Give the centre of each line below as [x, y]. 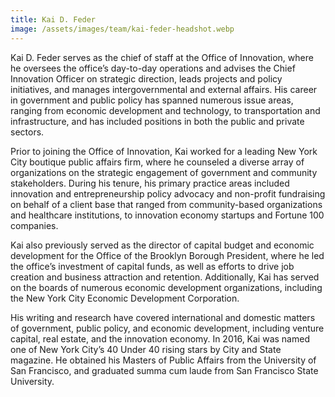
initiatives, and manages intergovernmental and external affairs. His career [164, 89]
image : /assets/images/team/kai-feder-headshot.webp [122, 29]
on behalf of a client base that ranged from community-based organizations [166, 204]
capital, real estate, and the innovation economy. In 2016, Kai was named [160, 338]
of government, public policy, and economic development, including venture [167, 328]
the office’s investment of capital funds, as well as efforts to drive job [152, 266]
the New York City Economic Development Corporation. [125, 298]
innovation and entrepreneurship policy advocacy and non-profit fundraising [168, 193]
